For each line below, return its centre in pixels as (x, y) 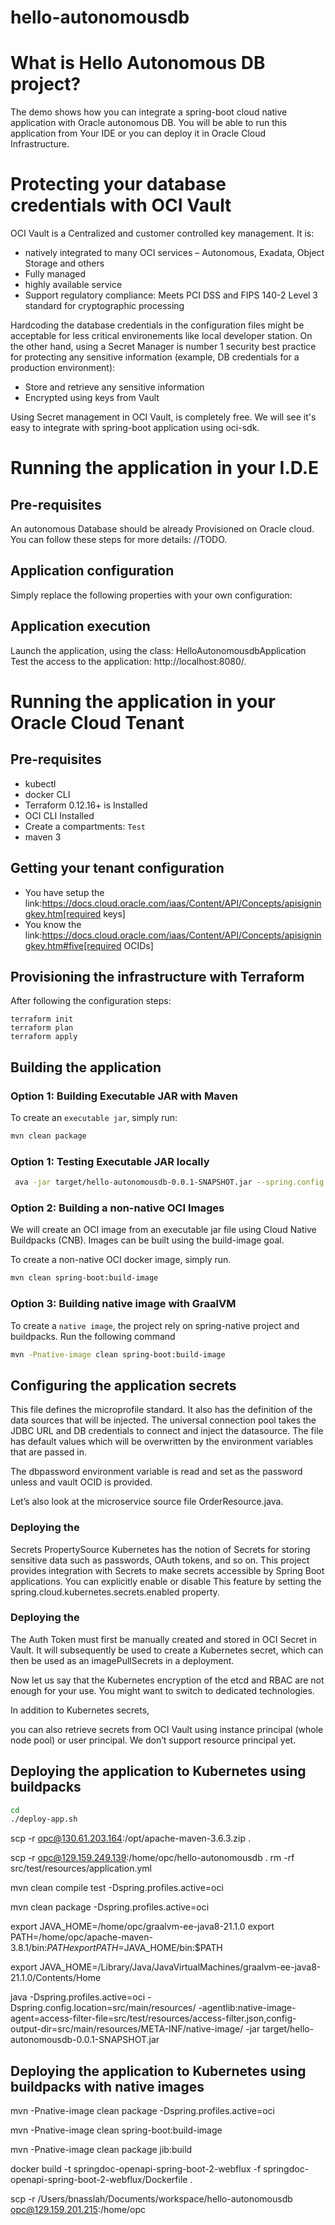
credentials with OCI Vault (121, 205)
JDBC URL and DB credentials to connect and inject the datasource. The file (167, 1431)
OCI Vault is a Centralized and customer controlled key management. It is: (162, 233)
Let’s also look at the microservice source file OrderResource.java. (147, 1502)
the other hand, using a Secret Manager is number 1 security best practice (163, 347)
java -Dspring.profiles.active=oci (78, 1997)
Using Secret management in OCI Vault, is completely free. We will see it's (163, 417)
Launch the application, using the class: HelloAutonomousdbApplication (158, 650)
